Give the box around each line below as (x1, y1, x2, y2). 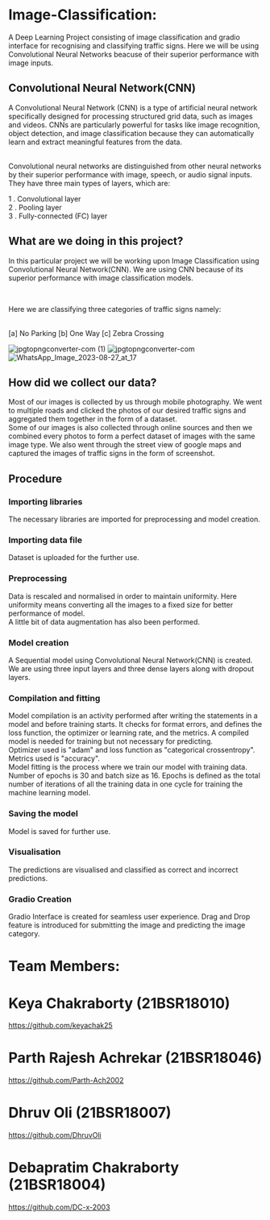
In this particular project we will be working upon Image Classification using (8, 255, 260, 265)
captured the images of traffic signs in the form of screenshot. (8, 449, 215, 459)
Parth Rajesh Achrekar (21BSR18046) (8, 1049, 263, 1067)
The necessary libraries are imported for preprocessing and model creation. (8, 514, 260, 525)
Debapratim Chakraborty (8, 1159, 180, 1177)
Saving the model (8, 808, 78, 820)
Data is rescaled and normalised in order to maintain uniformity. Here (8, 591, 238, 601)
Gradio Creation (8, 893, 73, 904)
